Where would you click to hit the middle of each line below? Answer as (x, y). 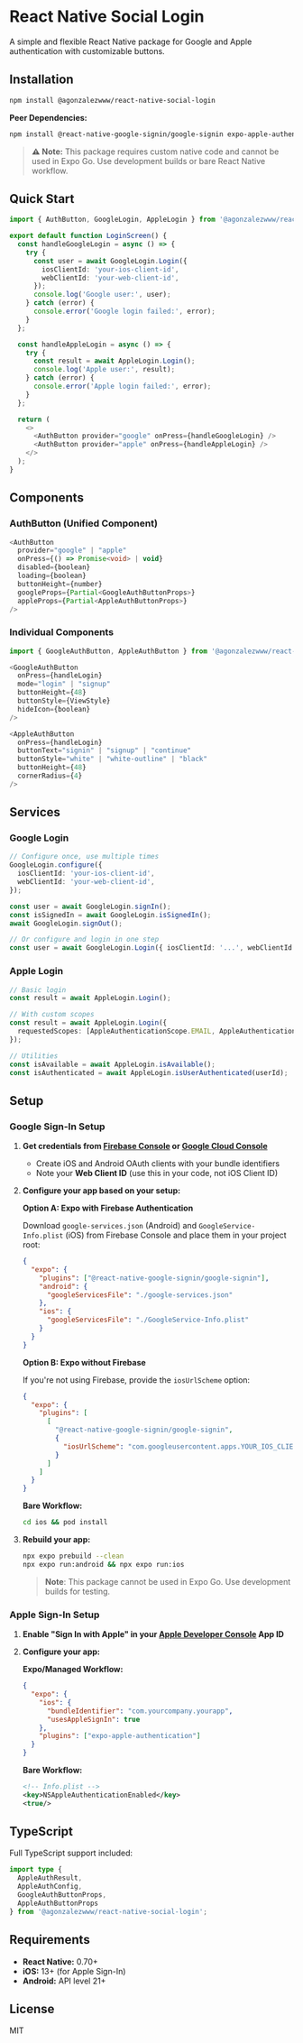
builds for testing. (78, 1591)
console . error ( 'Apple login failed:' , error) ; (122, 387)
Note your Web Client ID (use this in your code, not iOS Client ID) (157, 1173)
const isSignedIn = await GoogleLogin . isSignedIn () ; (110, 915)
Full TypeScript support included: (71, 1853)
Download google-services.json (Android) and (109, 1226)
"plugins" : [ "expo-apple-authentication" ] (120, 1736)
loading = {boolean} (52, 575)
